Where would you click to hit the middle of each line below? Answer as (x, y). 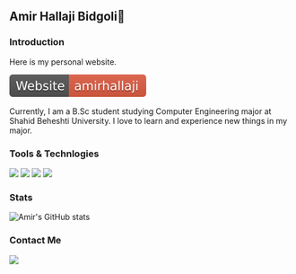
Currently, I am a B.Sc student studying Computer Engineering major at (140, 111)
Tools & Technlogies (54, 154)
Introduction (37, 42)
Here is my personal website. (63, 62)
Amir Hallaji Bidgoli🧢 (67, 17)
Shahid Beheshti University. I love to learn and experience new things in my (148, 120)
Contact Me (35, 241)
